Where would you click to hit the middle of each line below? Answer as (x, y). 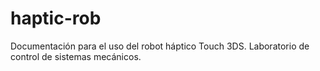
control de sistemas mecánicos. (76, 56)
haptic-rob (56, 18)
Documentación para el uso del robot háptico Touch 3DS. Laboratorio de (160, 46)
